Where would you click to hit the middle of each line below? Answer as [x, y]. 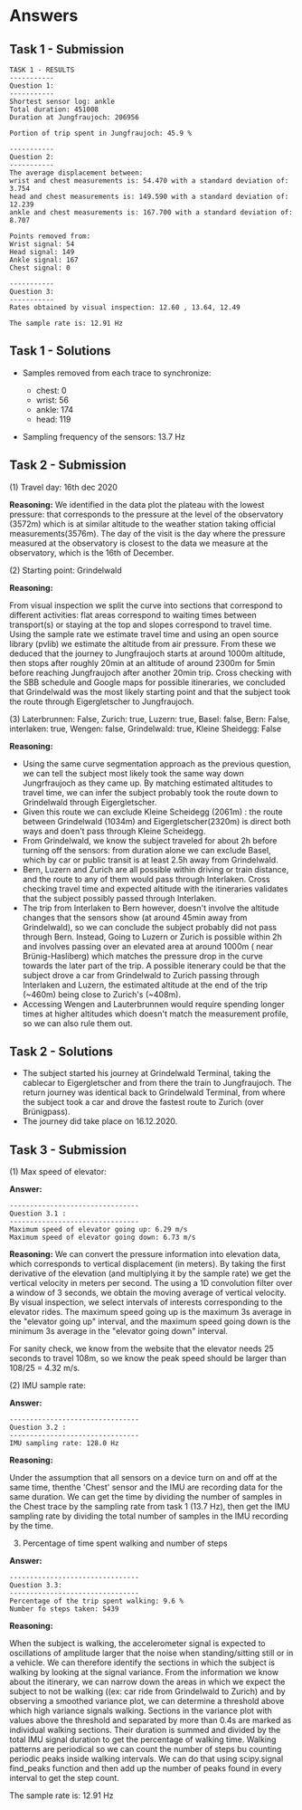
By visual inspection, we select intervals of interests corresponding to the [146, 1302]
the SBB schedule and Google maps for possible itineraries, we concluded [148, 682]
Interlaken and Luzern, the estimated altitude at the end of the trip [145, 985]
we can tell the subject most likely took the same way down [133, 773]
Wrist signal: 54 [42, 244]
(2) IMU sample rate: [47, 1386]
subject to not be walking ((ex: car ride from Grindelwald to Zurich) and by [148, 1691]
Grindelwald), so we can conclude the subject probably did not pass [150, 927]
